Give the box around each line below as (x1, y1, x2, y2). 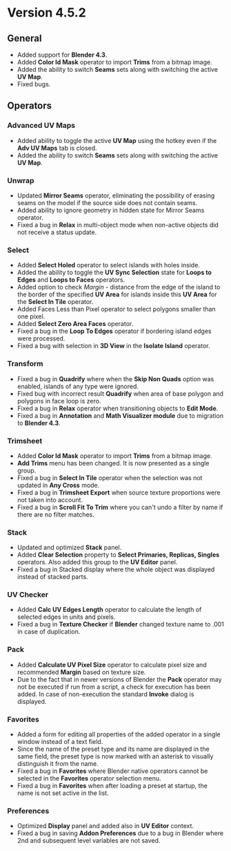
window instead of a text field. (17, 738, 103, 746)
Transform (7, 359, 43, 369)
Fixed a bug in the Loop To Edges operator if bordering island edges (17, 327, 212, 336)
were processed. (17, 334, 66, 343)
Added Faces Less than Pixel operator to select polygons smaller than (17, 305, 216, 314)
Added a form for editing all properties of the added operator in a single (17, 730, 221, 738)
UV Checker (7, 590, 49, 600)
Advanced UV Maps (7, 121, 76, 131)
